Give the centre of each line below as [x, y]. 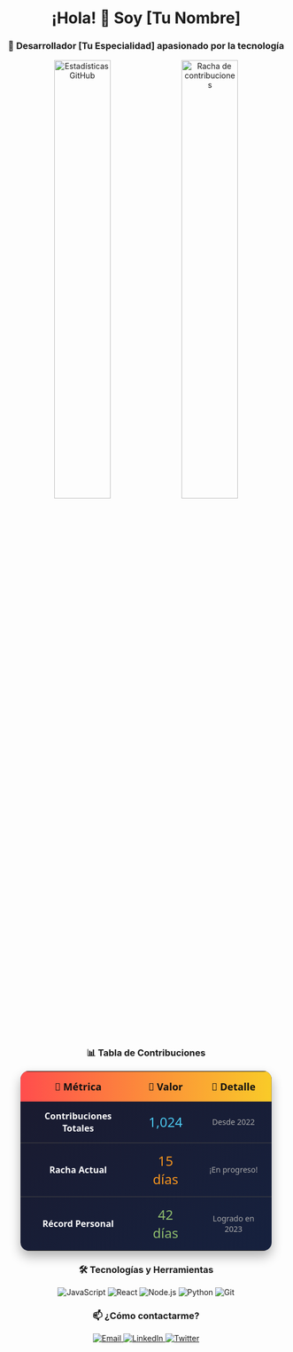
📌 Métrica [78, 1086]
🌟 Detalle [233, 1086]
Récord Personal [78, 1223]
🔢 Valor [166, 1086]
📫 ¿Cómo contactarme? [146, 1316]
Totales [78, 1128]
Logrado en [234, 1218]
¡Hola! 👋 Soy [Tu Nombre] [146, 18]
